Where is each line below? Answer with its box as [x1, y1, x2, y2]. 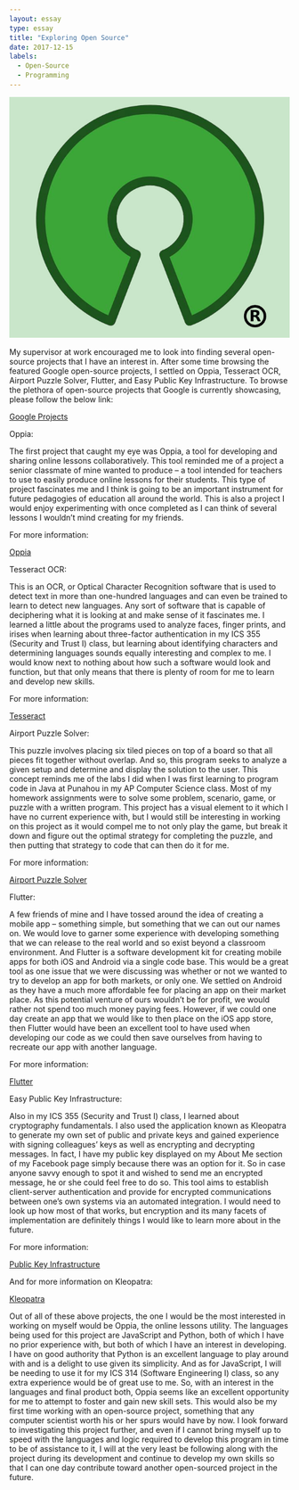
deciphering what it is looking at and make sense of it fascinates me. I [9, 609, 265, 620]
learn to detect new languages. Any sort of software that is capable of [9, 600, 266, 611]
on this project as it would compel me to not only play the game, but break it [9, 820, 288, 831]
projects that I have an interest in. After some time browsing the [36, 356, 270, 366]
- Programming [17, 71, 69, 80]
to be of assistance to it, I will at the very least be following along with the [9, 1443, 279, 1453]
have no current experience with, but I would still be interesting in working [9, 811, 281, 822]
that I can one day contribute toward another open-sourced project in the [9, 1462, 278, 1473]
